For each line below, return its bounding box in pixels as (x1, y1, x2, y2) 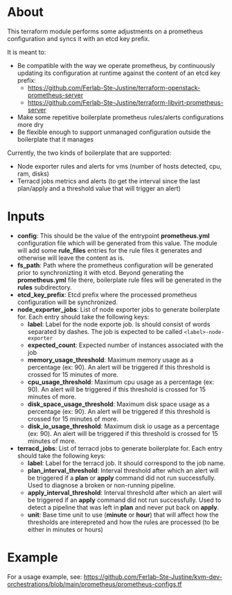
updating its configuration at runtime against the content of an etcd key (17, 69, 221, 77)
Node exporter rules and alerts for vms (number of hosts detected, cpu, (17, 162, 222, 170)
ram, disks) (17, 169, 50, 178)
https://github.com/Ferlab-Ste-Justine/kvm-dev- (83, 572, 223, 580)
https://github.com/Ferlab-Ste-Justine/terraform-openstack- (27, 83, 201, 92)
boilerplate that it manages (17, 135, 94, 143)
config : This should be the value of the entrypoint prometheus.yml (17, 231, 210, 240)
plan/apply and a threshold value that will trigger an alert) (17, 184, 181, 192)
